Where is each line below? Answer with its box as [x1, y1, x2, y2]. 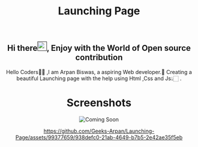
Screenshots [66, 96, 132, 109]
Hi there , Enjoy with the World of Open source [7, 43, 191, 53]
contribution [75, 53, 123, 63]
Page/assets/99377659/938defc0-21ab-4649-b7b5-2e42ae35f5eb [15, 133, 183, 141]
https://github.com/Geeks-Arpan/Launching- [43, 127, 155, 134]
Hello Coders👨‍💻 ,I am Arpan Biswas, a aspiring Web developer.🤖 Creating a [6, 68, 192, 75]
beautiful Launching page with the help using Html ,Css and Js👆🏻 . [16, 75, 182, 82]
